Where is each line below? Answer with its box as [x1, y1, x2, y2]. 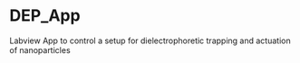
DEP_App [9, 5, 81, 26]
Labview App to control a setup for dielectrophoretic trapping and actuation [9, 35, 292, 46]
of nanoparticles [9, 44, 71, 55]
